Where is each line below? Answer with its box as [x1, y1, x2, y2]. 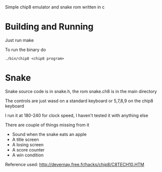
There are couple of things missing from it [5, 122, 89, 128]
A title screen [12, 136, 39, 142]
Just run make [5, 37, 34, 43]
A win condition [12, 152, 44, 158]
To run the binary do [5, 46, 46, 53]
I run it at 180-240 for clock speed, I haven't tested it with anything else [5, 112, 148, 118]
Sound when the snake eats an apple [12, 131, 87, 137]
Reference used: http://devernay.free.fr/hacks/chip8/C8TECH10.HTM [5, 161, 144, 167]
